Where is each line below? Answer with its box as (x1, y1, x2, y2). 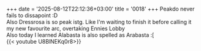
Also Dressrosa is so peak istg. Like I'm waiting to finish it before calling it (6, 18, 192, 25)
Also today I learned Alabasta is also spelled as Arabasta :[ (6, 31, 154, 39)
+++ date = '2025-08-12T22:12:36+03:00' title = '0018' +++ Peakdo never (6, 6, 195, 12)
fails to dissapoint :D (6, 12, 58, 19)
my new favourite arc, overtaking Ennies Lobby (6, 25, 126, 32)
